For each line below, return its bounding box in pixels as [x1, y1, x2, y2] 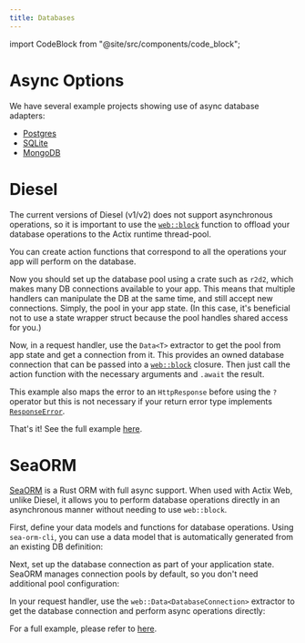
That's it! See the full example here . [9, 423, 143, 434]
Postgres [22, 128, 57, 138]
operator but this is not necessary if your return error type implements [9, 395, 273, 406]
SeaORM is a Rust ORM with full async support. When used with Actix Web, [9, 485, 293, 496]
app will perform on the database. [9, 256, 137, 267]
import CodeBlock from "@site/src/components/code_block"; [9, 38, 241, 49]
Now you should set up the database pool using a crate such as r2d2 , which [9, 273, 294, 284]
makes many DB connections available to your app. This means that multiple [9, 283, 296, 294]
